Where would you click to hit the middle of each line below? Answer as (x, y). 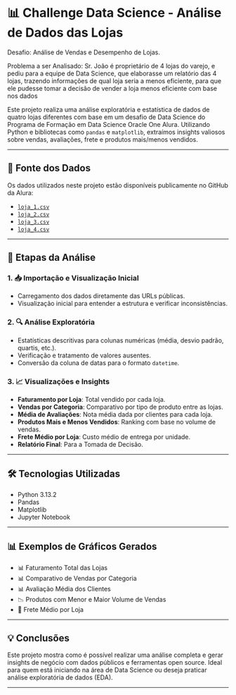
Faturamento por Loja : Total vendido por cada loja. (91, 400)
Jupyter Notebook (44, 517)
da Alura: (20, 192)
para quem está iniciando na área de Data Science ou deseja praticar (107, 670)
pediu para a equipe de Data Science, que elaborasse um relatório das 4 (112, 73)
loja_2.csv (33, 214)
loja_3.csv (33, 222)
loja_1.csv (33, 207)
